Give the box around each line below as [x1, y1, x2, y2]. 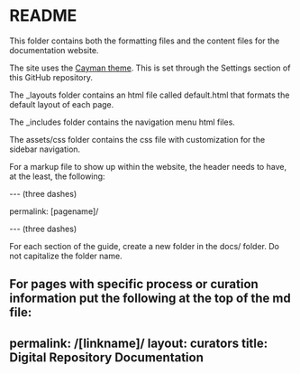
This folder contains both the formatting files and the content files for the [9, 35, 280, 46]
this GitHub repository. [9, 71, 93, 82]
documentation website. [9, 44, 99, 55]
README [9, 5, 77, 26]
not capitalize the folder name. [9, 250, 123, 261]
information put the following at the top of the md [9, 291, 291, 306]
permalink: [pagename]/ [9, 205, 99, 217]
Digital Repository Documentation [9, 350, 205, 365]
